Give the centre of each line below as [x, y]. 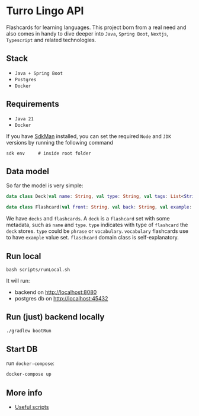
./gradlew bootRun [29, 331]
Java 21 [24, 119]
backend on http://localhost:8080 [56, 292]
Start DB [22, 349]
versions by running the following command [60, 142]
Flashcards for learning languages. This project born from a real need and [96, 27]
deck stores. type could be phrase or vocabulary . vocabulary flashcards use [97, 231]
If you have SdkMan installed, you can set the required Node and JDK [89, 136]
